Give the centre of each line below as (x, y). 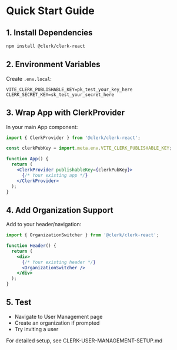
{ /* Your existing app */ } (55, 175)
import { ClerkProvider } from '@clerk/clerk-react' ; (74, 138)
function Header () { (31, 246)
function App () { (27, 159)
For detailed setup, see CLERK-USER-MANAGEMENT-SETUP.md (84, 341)
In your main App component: (42, 127)
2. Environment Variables (54, 65)
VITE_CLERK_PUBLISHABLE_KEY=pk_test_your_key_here (69, 90)
